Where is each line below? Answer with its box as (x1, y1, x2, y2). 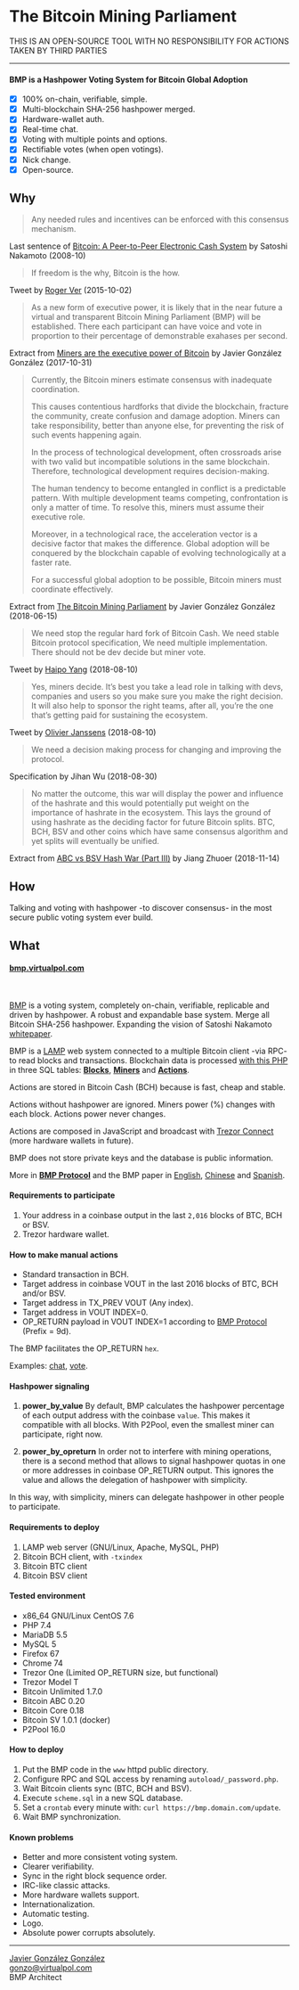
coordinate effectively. (30, 584, 114, 594)
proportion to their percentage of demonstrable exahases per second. (30, 331, 288, 341)
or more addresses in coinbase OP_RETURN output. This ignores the (21, 1465, 274, 1476)
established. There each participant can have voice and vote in (30, 321, 263, 332)
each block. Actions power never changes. (9, 1108, 166, 1119)
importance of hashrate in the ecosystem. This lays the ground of (30, 807, 271, 818)
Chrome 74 (21, 1658, 64, 1668)
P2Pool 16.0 (21, 1724, 66, 1734)
